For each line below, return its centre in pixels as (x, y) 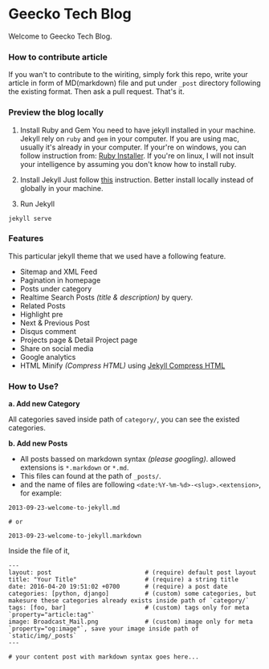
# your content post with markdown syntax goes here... (104, 657)
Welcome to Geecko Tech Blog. (60, 36)
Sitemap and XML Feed (59, 271)
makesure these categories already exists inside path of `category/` (129, 601)
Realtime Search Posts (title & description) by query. (106, 297)
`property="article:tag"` (51, 615)
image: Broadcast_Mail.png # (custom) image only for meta (130, 622)
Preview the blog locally (56, 112)
